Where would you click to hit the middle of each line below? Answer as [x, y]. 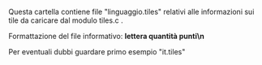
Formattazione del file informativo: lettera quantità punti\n [106, 36]
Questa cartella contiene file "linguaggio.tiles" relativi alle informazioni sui [131, 12]
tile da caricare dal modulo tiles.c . [66, 20]
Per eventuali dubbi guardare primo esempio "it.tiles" [97, 52]
